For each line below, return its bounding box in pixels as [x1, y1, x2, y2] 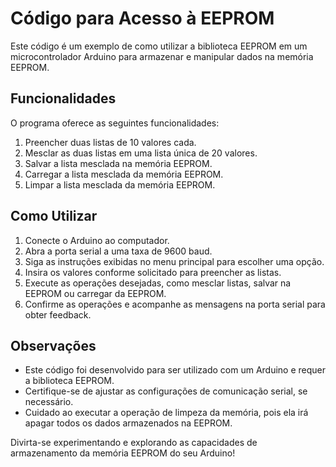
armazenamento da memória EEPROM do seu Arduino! [10, 447, 236, 459]
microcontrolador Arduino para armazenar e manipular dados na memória [10, 50, 314, 62]
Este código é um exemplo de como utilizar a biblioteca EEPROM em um [10, 40, 308, 52]
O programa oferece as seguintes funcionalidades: [10, 117, 220, 129]
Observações [10, 337, 97, 354]
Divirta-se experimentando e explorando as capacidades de [10, 437, 258, 449]
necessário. [24, 396, 74, 408]
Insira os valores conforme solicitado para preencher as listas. [24, 266, 282, 278]
